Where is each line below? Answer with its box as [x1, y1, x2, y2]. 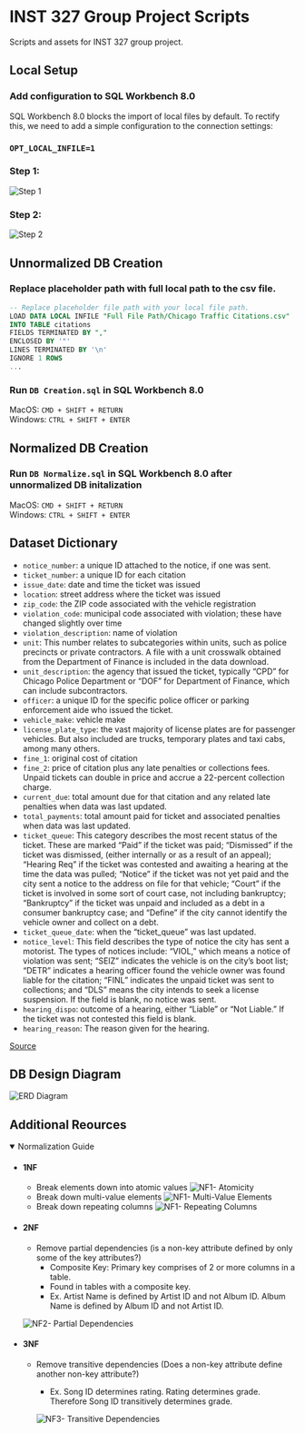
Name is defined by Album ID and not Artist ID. [49, 1300, 224, 1311]
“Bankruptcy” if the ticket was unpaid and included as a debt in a [22, 897, 265, 908]
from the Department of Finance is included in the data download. [22, 656, 270, 667]
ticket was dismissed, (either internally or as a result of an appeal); [22, 849, 272, 860]
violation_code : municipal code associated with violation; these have [22, 608, 282, 618]
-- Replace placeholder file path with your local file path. [9, 302, 250, 312]
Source [9, 1040, 36, 1051]
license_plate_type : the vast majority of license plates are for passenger [22, 724, 296, 735]
